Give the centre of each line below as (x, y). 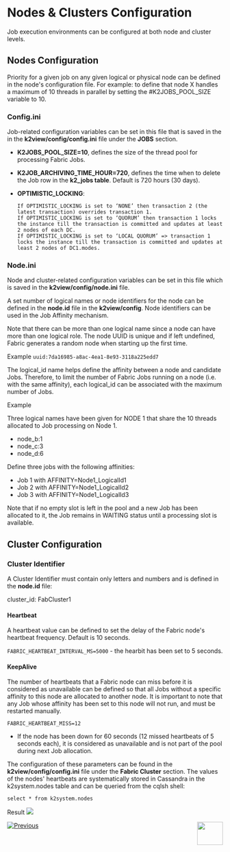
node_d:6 (30, 454)
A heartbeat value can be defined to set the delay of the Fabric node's (106, 630)
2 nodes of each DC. (46, 230)
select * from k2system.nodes (50, 799)
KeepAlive (22, 667)
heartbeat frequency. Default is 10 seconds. (69, 638)
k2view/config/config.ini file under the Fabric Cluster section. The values (113, 772)
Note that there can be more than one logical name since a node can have (112, 329)
